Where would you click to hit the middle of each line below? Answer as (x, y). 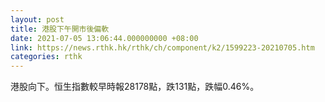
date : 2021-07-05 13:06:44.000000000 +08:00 (104, 38)
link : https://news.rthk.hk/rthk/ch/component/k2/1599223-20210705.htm (162, 47)
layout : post (37, 19)
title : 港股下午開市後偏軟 (60, 29)
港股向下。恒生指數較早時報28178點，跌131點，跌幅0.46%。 (135, 87)
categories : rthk (46, 57)
